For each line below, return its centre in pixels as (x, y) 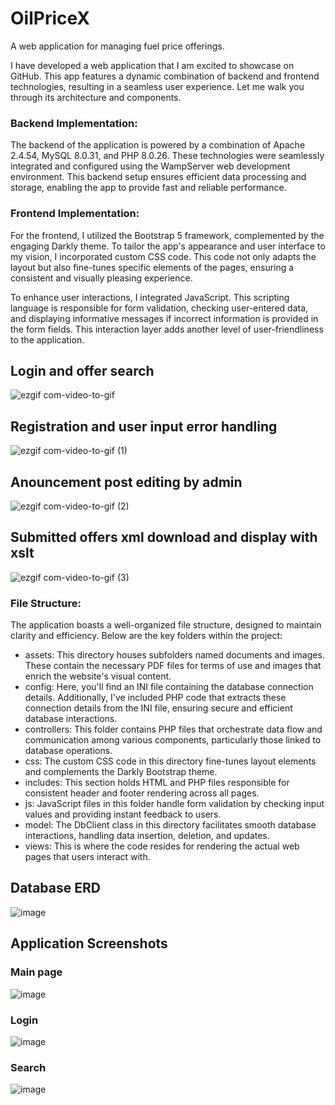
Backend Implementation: (74, 123)
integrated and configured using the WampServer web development (150, 166)
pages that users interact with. (87, 857)
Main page (36, 972)
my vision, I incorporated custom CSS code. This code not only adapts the (163, 256)
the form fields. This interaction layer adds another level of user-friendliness (167, 329)
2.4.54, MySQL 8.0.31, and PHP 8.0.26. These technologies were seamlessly (167, 156)
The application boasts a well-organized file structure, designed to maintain (166, 625)
